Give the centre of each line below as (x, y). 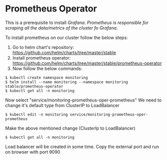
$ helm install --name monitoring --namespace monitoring (67, 82)
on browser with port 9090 (33, 152)
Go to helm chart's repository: (43, 47)
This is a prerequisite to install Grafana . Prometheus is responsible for (77, 22)
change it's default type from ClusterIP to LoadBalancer (62, 105)
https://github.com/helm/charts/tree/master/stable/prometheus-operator (87, 63)
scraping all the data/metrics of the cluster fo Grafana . (62, 27)
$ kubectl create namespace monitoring (47, 77)
